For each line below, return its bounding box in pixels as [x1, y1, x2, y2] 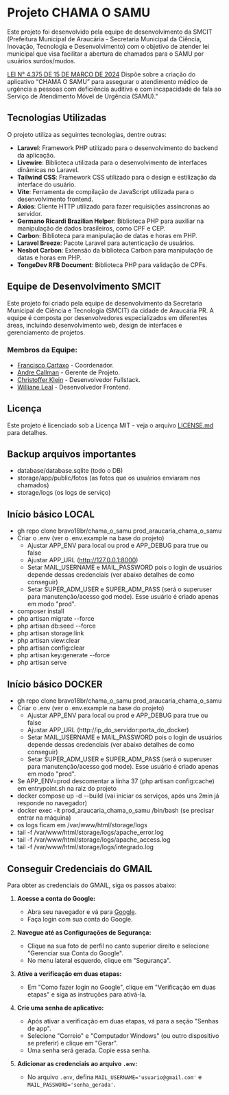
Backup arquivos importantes [7, 449, 136, 460]
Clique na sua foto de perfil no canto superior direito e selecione [27, 942, 210, 950]
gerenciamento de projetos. [7, 328, 86, 337]
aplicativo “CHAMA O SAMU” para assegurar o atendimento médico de [7, 77, 208, 85]
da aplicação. [16, 151, 56, 159]
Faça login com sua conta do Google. [27, 915, 133, 923]
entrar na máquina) [16, 814, 71, 822]
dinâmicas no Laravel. [16, 165, 80, 173]
